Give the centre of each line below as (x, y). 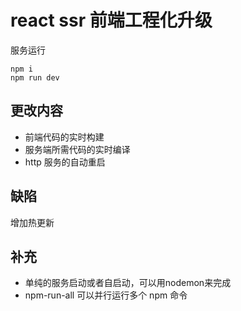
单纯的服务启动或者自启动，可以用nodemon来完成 (128, 283)
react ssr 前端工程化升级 (111, 20)
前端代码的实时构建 (64, 137)
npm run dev (35, 77)
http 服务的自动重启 (65, 162)
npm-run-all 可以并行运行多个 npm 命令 (106, 295)
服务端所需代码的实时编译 (77, 149)
